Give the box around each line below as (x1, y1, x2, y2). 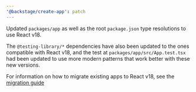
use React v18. (6, 31, 42, 38)
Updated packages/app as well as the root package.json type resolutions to (6, 25, 186, 32)
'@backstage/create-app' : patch (6, 8, 86, 15)
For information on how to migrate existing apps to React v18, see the (6, 73, 175, 80)
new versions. (6, 61, 40, 68)
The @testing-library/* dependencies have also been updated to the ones (6, 42, 190, 50)
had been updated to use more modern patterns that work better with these (6, 55, 190, 62)
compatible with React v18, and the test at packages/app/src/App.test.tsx (6, 48, 186, 56)
